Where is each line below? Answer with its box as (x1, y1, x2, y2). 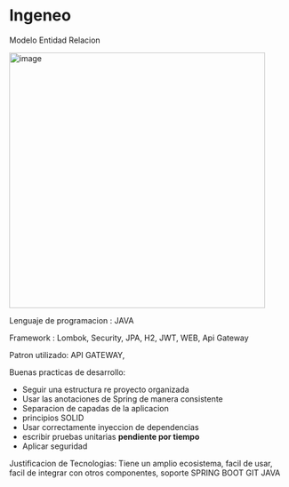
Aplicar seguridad (21, 441, 88, 451)
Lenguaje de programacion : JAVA (9, 315, 134, 325)
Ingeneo (9, 5, 71, 26)
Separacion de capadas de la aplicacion (21, 403, 169, 413)
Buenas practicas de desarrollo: (9, 366, 126, 378)
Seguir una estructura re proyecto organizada (21, 384, 189, 395)
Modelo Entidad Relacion (9, 35, 100, 45)
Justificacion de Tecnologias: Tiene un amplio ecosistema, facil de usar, (9, 458, 273, 468)
